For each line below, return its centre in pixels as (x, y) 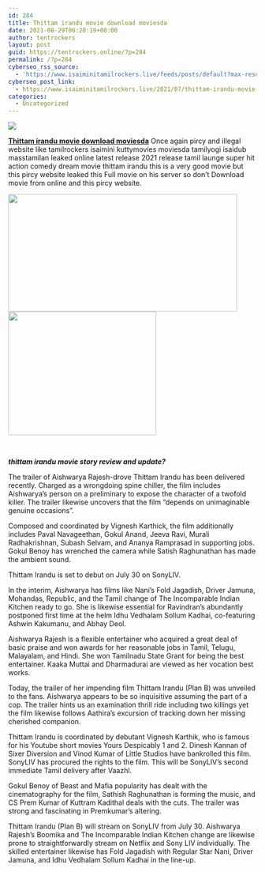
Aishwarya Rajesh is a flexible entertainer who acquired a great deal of (123, 639)
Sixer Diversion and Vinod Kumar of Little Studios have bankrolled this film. (130, 754)
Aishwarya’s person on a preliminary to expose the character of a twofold (127, 494)
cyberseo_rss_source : (44, 67)
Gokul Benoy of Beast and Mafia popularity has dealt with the (108, 786)
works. (19, 673)
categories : (28, 96)
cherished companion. (45, 722)
